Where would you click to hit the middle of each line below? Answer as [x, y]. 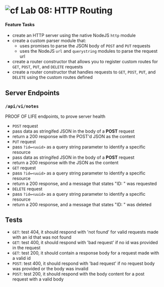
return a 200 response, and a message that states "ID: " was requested [84, 184]
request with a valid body [38, 279]
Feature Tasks [20, 24]
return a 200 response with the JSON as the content [65, 163]
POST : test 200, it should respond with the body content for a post [78, 274]
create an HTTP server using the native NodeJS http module [74, 36]
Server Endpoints [33, 93]
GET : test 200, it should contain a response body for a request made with [85, 253]
